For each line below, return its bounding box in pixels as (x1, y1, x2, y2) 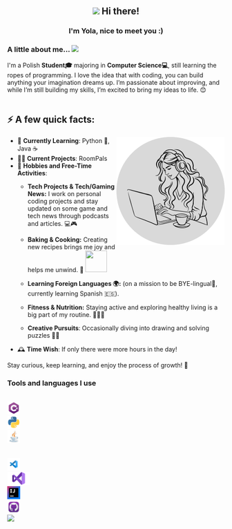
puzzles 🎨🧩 (27, 331, 60, 339)
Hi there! (101, 6, 140, 17)
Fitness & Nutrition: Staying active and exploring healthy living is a (27, 303, 218, 311)
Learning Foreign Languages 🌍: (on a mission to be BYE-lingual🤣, (27, 279, 217, 287)
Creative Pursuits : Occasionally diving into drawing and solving (27, 324, 209, 332)
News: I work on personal (27, 189, 101, 198)
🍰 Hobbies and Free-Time (17, 162, 92, 170)
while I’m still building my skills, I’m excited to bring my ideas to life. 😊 (7, 86, 207, 94)
